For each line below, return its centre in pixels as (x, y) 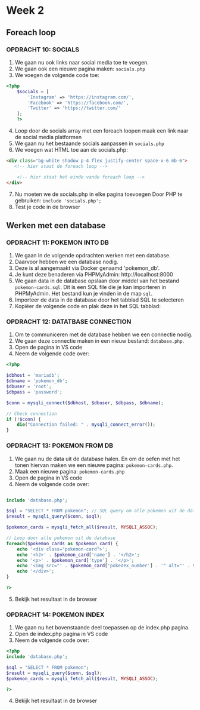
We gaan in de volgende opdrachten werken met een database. (93, 256)
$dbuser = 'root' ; (29, 387)
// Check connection (32, 414)
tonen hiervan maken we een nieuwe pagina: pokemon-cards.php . (94, 465)
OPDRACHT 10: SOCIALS (43, 50)
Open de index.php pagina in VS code (61, 634)
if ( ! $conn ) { (24, 419)
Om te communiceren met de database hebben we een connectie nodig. (104, 334)
